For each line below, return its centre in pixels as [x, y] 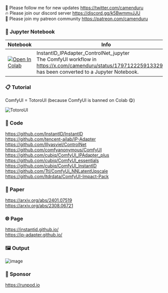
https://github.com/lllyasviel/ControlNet [46, 144]
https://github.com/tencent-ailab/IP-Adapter [50, 139]
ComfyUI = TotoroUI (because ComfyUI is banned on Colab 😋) [70, 100]
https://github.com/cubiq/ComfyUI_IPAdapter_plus [57, 155]
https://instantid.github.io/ [32, 230]
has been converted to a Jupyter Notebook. [88, 72]
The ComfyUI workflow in [66, 59]
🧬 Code [14, 123]
